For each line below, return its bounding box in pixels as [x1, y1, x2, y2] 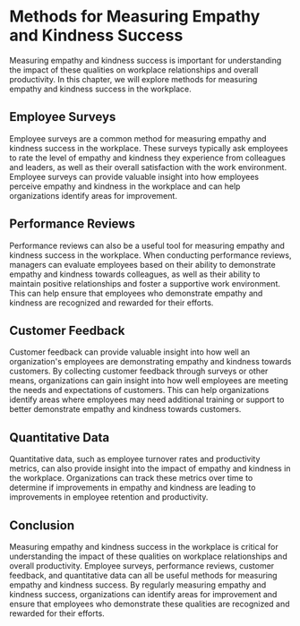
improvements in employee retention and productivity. [9, 492, 209, 502]
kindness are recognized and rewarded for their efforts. [9, 297, 214, 308]
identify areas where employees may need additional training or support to [9, 394, 285, 405]
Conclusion [9, 518, 75, 533]
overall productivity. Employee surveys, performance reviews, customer [9, 561, 275, 570]
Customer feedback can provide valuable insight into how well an [9, 347, 251, 357]
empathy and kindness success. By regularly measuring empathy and [9, 579, 267, 590]
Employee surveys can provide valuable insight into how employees [9, 171, 260, 182]
